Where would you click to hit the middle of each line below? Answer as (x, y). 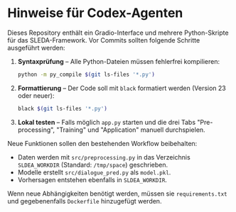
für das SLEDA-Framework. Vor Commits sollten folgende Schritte (104, 40)
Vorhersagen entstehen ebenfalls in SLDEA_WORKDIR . (92, 179)
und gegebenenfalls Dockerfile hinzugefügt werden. (85, 201)
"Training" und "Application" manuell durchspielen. (131, 130)
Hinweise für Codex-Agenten (95, 13)
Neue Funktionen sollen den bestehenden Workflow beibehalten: (102, 143)
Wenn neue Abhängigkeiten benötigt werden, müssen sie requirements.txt (117, 194)
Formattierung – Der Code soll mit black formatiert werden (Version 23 (122, 88)
